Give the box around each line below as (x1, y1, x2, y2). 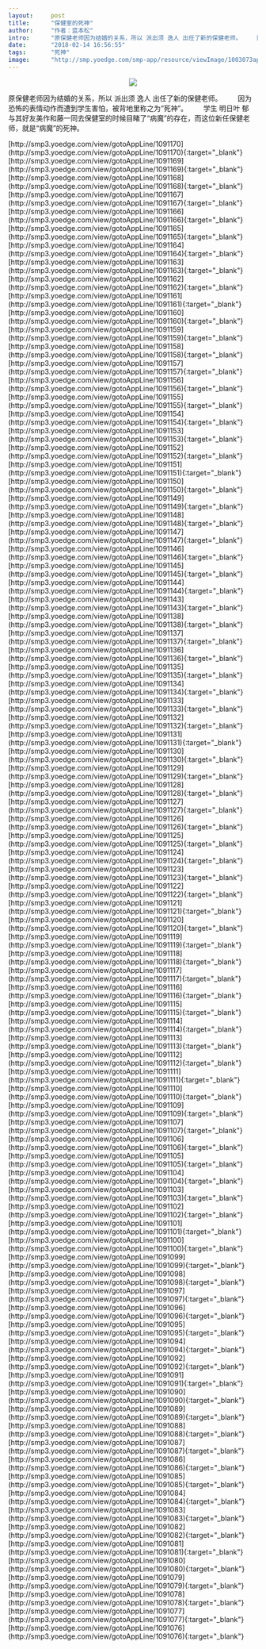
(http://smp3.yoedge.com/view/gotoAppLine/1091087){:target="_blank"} (8, 1446, 245, 1455)
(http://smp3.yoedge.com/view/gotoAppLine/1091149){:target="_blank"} (8, 502, 244, 511)
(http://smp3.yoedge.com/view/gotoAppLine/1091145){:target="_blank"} (8, 569, 244, 578)
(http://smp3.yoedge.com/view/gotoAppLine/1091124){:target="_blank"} (8, 855, 244, 865)
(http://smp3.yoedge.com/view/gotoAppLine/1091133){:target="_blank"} (8, 704, 244, 713)
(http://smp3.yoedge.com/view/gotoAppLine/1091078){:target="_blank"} (8, 1597, 245, 1607)
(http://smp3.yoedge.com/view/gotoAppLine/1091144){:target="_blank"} (8, 586, 244, 595)
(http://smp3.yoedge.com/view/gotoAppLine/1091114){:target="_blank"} (8, 1024, 242, 1034)
